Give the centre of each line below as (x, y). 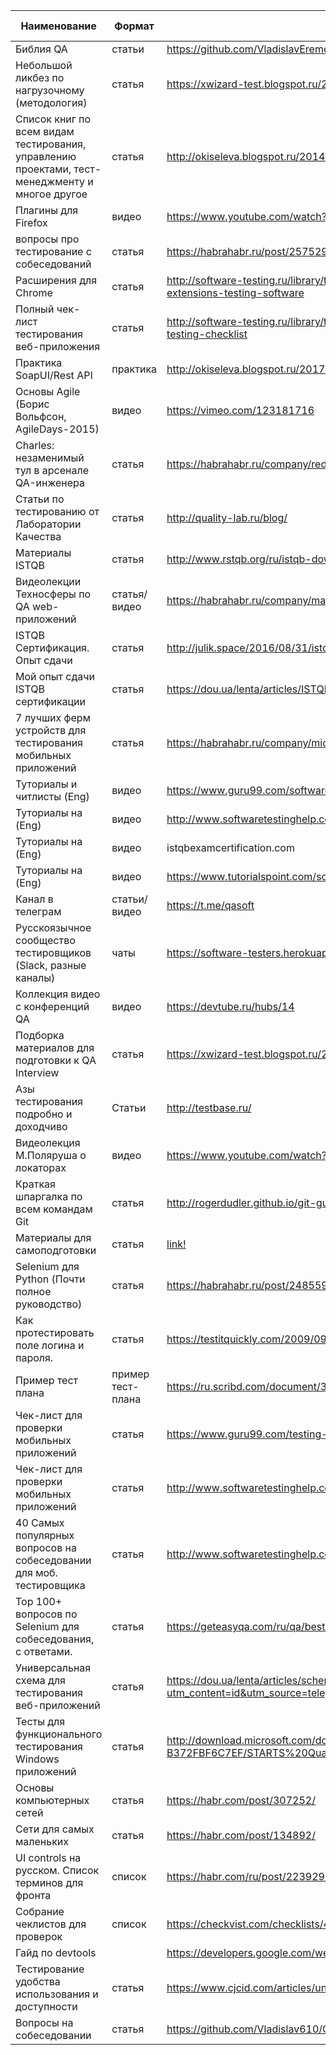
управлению (46, 156)
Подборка (40, 1035)
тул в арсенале (52, 470)
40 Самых (40, 1522)
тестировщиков (53, 952)
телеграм (38, 911)
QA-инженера (50, 482)
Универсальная (53, 1667)
